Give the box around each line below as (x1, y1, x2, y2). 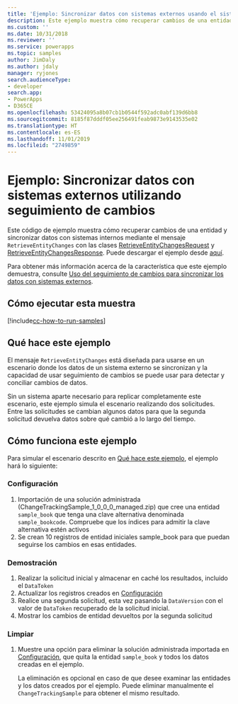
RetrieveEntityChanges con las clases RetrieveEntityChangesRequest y (7, 241, 215, 250)
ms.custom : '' (7, 23, 50, 30)
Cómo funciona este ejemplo (7, 435, 137, 447)
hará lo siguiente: (7, 461, 58, 470)
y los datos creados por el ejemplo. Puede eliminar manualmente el (17, 681, 214, 690)
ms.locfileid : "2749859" (7, 142, 81, 149)
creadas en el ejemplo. (17, 660, 84, 669)
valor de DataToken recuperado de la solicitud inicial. (17, 604, 170, 613)
